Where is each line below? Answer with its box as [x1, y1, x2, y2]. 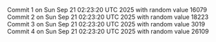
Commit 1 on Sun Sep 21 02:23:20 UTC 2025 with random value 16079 [7, 6, 207, 14]
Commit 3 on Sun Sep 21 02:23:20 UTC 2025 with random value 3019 [7, 20, 206, 28]
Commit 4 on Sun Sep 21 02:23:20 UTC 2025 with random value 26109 [7, 27, 209, 35]
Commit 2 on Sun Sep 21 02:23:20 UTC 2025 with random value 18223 [7, 13, 209, 21]
